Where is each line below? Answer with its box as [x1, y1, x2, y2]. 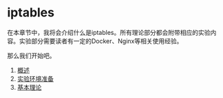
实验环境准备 [17, 74, 54, 83]
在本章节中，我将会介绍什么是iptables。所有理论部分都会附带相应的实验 [7, 28, 211, 36]
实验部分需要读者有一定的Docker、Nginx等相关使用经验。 [19, 36, 183, 45]
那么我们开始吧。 [7, 51, 56, 60]
